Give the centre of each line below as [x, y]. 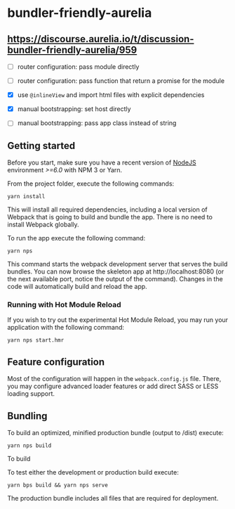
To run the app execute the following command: [76, 238]
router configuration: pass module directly [78, 67]
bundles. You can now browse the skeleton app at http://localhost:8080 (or [116, 271]
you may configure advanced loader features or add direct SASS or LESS [113, 386]
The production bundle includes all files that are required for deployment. [113, 498]
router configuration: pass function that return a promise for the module [121, 81]
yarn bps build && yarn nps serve [58, 485]
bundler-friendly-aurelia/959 [72, 50]
